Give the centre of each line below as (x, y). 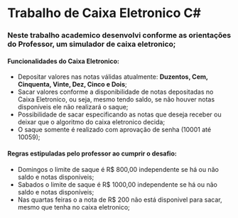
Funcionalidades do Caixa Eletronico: (63, 61)
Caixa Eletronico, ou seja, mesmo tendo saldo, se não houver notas (116, 99)
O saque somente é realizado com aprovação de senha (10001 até (114, 130)
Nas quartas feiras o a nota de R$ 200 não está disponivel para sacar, (120, 200)
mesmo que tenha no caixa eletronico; (74, 207)
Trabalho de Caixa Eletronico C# (104, 13)
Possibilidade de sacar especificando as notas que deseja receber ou (119, 114)
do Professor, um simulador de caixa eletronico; (92, 44)
